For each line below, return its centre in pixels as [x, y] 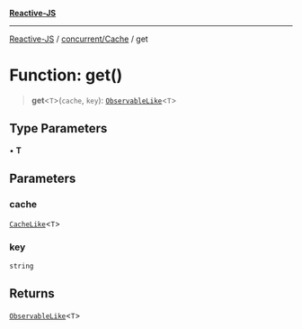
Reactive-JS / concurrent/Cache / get [79, 39]
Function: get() [66, 75]
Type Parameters [58, 128]
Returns [32, 293]
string [22, 266]
